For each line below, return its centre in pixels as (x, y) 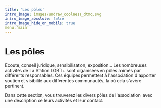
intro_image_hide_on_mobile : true (40, 23)
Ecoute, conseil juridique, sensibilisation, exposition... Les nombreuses (76, 65)
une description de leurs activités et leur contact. (54, 101)
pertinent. (15, 86)
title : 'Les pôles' (25, 9)
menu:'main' (17, 28)
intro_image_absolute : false (35, 18)
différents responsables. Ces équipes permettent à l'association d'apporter (80, 75)
